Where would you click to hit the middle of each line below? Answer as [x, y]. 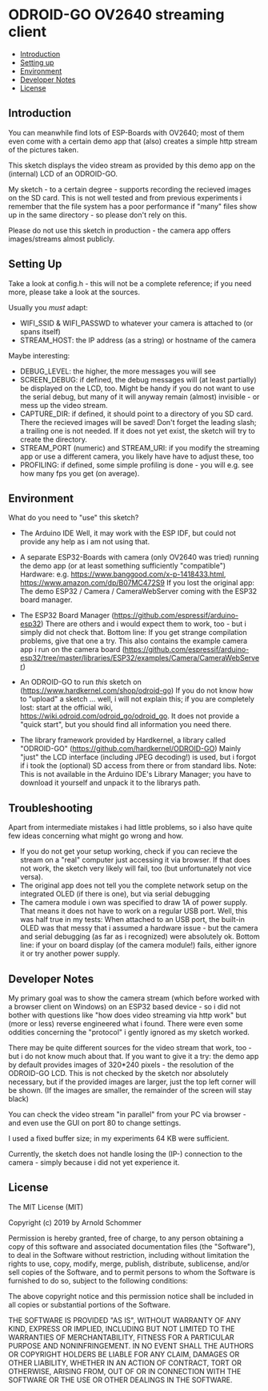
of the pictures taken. [44, 149]
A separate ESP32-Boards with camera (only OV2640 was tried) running [139, 557]
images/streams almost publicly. [62, 239]
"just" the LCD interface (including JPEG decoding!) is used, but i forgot [138, 757]
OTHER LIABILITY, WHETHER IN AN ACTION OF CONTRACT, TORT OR [125, 1363]
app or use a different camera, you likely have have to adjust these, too [137, 456]
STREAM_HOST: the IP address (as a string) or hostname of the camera [138, 340]
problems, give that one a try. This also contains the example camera [134, 641]
